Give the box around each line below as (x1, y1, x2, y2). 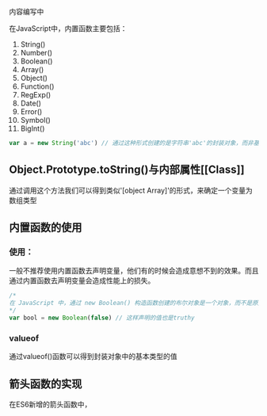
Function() (20, 82, 55, 91)
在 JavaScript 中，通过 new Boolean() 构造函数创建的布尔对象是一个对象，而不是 (9, 300, 253, 307)
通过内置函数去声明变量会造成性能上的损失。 (9, 276, 155, 285)
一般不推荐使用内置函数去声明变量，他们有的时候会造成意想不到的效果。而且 (9, 266, 259, 276)
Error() (20, 107, 43, 116)
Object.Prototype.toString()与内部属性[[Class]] (9, 163, 245, 177)
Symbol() (20, 116, 51, 124)
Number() (20, 48, 53, 57)
